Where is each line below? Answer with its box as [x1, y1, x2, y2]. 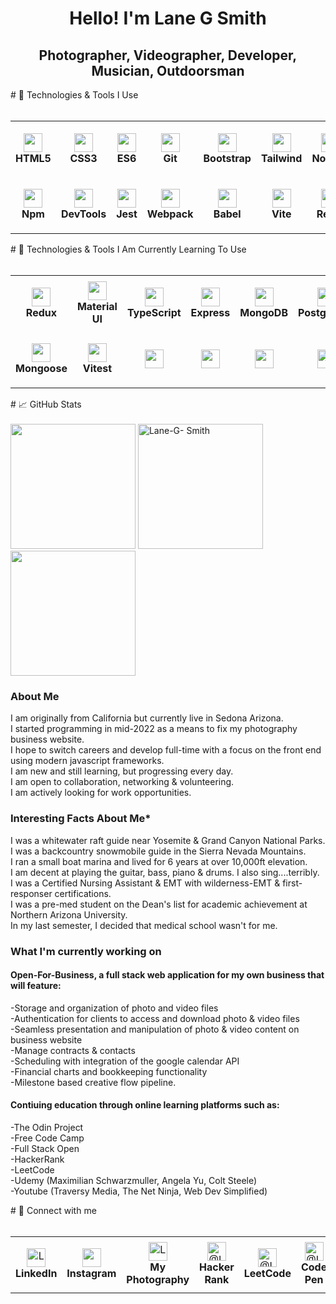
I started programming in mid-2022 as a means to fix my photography [10, 723, 298, 735]
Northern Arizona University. [10, 908, 128, 921]
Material [76, 299, 118, 313]
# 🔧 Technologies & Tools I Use [10, 89, 139, 101]
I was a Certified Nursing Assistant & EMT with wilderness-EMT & [10, 877, 281, 889]
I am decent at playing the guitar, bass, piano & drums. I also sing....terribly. [10, 866, 320, 878]
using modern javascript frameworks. [10, 755, 165, 767]
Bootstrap [203, 151, 252, 165]
